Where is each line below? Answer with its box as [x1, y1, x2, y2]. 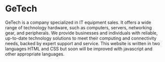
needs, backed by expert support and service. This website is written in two [5, 40, 160, 46]
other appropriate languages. [5, 51, 65, 57]
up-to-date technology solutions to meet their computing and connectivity [5, 35, 157, 41]
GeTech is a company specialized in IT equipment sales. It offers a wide [5, 19, 151, 25]
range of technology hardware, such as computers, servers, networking [5, 24, 152, 30]
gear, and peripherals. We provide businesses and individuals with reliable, [5, 30, 158, 36]
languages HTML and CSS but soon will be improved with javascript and [5, 46, 153, 52]
